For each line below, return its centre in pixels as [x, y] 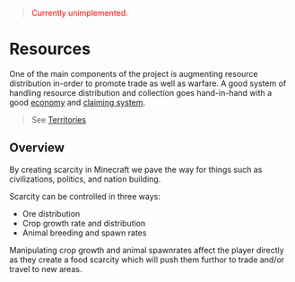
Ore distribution [51, 213]
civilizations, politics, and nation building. [85, 179]
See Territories [59, 119]
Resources [50, 49]
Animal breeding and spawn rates [84, 233]
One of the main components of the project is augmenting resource [134, 73]
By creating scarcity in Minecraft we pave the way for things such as [136, 169]
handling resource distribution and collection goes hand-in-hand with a [141, 92]
